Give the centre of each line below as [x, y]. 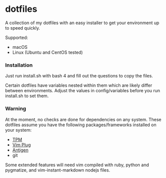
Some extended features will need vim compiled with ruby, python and [77, 165]
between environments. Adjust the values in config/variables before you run [83, 91]
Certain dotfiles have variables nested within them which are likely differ [79, 85]
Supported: [17, 37]
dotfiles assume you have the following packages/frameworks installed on [81, 125]
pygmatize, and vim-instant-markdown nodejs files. [58, 170]
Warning [16, 108]
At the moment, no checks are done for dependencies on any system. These [83, 119]
